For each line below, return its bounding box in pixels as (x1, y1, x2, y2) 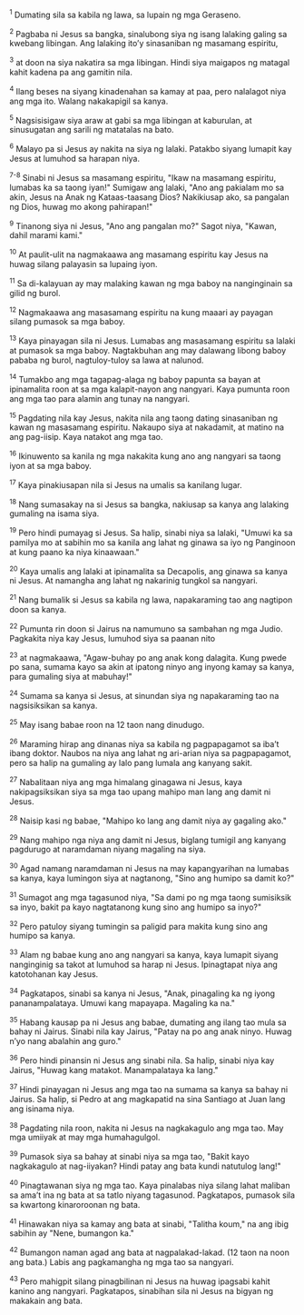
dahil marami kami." (9, 230, 83, 241)
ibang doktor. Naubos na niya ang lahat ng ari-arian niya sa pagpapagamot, (9, 748, 292, 759)
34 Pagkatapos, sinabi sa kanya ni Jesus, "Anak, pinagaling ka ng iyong (9, 986, 275, 999)
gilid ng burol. (9, 287, 61, 298)
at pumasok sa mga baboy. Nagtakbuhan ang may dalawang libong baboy (9, 344, 287, 355)
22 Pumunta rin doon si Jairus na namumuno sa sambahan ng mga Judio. (9, 622, 283, 634)
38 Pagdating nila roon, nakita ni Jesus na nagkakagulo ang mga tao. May (9, 1121, 284, 1133)
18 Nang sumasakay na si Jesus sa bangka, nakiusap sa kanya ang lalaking (9, 497, 289, 510)
